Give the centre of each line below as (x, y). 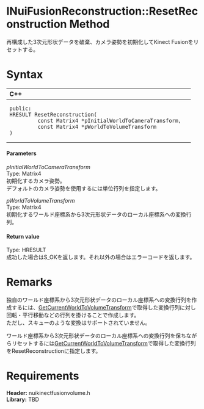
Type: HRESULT (26, 250)
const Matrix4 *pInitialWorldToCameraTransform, (110, 121)
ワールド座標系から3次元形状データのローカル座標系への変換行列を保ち (96, 336)
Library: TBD (23, 400)
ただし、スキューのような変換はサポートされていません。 (78, 323)
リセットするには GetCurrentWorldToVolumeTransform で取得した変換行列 (104, 344)
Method (89, 24)
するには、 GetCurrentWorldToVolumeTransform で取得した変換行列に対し (104, 308)
